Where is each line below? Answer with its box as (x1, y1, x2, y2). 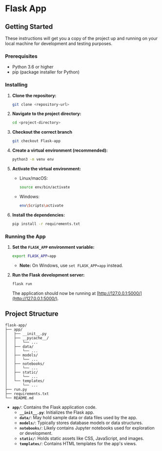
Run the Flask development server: (12, 272, 85, 278)
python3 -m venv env (12, 157, 54, 162)
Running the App (5, 233, 46, 240)
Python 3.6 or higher (12, 64, 54, 70)
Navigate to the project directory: (12, 111, 81, 117)
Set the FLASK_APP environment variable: (12, 244, 95, 250)
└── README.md (5, 395, 34, 401)
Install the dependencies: (12, 212, 65, 218)
